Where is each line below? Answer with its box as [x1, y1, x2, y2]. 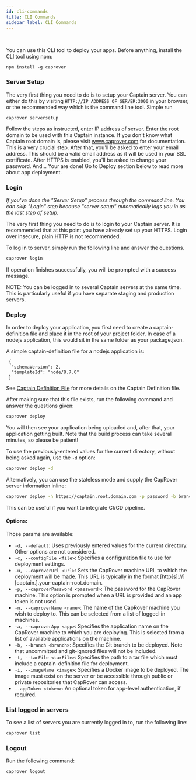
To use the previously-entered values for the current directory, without [6, 448, 176, 455]
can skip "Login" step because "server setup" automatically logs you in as [6, 202, 185, 209]
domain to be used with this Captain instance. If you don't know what [6, 131, 173, 138]
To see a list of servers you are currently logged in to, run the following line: [6, 719, 188, 726]
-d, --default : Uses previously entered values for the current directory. [14, 542, 188, 549]
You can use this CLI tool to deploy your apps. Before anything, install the [6, 47, 183, 54]
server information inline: [6, 482, 66, 489]
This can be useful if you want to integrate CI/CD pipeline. [6, 504, 145, 511]
